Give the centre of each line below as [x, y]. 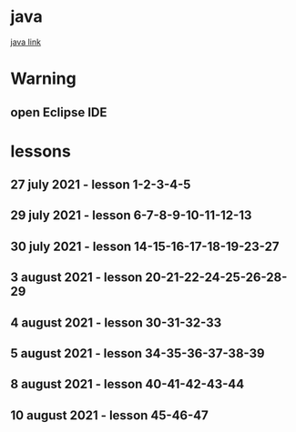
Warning [43, 79]
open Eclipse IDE [59, 112]
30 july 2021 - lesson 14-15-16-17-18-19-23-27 [145, 246]
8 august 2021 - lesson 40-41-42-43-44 [128, 384]
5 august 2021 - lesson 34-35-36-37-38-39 [138, 353]
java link [26, 42]
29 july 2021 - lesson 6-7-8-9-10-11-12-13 [131, 216]
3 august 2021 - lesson [77, 278]
